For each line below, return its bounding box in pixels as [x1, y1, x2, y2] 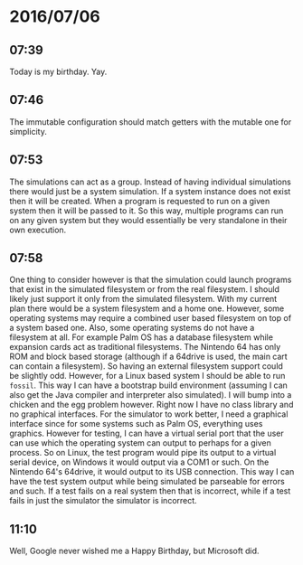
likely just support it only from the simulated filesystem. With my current [9, 294, 278, 305]
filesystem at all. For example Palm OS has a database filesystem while [9, 332, 274, 343]
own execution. [9, 224, 67, 235]
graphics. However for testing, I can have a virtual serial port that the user [9, 428, 285, 439]
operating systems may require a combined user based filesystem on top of [9, 313, 292, 324]
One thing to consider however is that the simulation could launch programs [9, 274, 292, 286]
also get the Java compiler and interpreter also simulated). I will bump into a [9, 390, 292, 400]
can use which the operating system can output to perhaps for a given [9, 438, 271, 448]
